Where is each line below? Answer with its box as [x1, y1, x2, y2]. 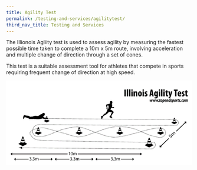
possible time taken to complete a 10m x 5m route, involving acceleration [6, 45, 183, 52]
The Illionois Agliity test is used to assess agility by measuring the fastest [6, 39, 184, 46]
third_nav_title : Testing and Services [6, 22, 104, 28]
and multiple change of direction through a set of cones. [6, 51, 143, 58]
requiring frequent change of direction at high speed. [6, 69, 136, 76]
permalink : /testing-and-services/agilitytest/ [6, 15, 126, 22]
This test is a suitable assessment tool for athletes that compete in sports [6, 62, 184, 70]
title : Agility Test [6, 9, 57, 15]
